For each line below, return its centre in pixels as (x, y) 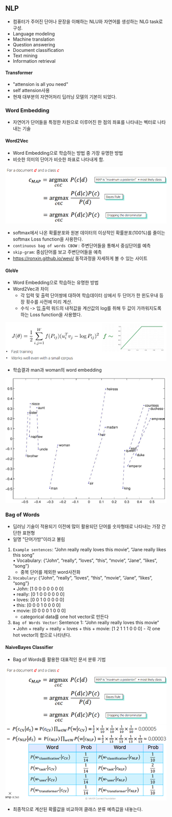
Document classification (38, 50)
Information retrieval (34, 61)
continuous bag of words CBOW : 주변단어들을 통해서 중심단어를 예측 (82, 245)
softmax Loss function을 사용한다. (48, 239)
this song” (24, 555)
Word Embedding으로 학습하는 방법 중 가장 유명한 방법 (68, 153)
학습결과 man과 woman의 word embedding (57, 370)
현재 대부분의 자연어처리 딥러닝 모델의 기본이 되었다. (64, 97)
